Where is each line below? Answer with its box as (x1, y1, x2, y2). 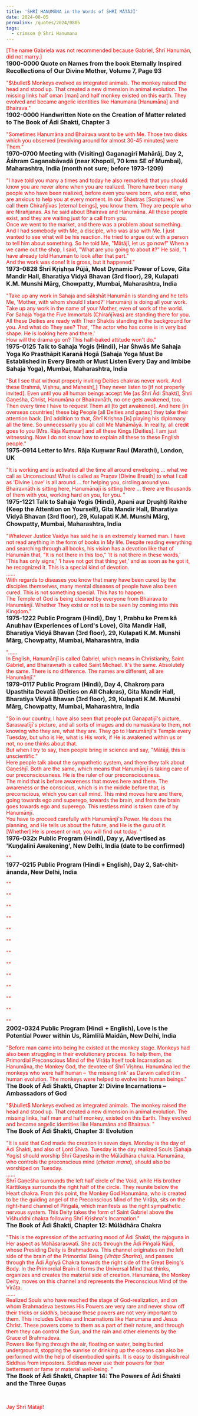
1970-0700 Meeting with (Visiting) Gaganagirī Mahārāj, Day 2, (6, 150, 184, 158)
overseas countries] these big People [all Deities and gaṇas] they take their (6, 409, 189, 416)
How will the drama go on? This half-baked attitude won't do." (6, 336, 157, 344)
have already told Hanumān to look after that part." (6, 252, 129, 260)
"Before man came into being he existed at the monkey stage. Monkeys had (6, 1044, 190, 1051)
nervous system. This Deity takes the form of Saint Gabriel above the (6, 1208, 174, 1216)
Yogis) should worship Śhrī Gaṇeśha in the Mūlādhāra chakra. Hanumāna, (6, 1152, 185, 1159)
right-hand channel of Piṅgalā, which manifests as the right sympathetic (6, 1203, 181, 1210)
